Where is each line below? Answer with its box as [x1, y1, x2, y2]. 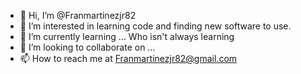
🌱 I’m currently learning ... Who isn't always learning [19, 31, 235, 42]
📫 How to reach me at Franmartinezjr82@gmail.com [19, 53, 238, 64]
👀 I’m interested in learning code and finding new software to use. [19, 20, 292, 32]
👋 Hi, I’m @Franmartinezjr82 [19, 10, 137, 21]
